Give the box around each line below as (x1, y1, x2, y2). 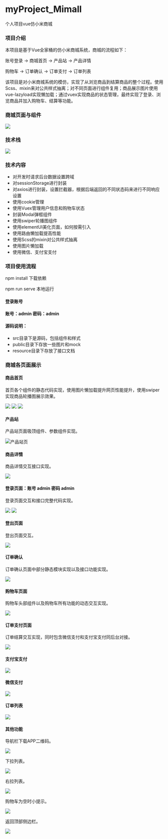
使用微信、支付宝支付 (12, 249, 57, 255)
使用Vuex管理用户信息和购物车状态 (12, 205, 85, 212)
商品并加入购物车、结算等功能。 (9, 98, 76, 104)
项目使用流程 (5, 263, 37, 270)
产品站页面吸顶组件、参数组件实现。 (5, 428, 80, 434)
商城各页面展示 (5, 361, 42, 368)
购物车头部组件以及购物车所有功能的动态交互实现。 (5, 600, 111, 606)
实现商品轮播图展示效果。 (5, 393, 58, 399)
